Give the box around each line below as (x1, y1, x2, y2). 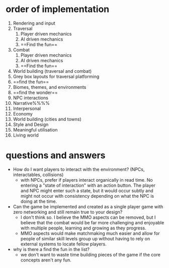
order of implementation (6, 4, 110, 15)
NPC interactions (13, 94, 48, 101)
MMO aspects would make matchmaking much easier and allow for (20, 230, 160, 236)
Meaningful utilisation (13, 126, 58, 132)
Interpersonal (13, 105, 41, 111)
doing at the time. (20, 198, 57, 204)
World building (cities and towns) (13, 116, 82, 122)
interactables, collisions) (13, 172, 64, 178)
